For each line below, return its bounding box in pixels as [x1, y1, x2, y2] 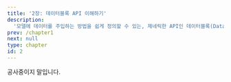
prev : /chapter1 [7, 29, 54, 36]
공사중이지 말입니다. [7, 68, 60, 76]
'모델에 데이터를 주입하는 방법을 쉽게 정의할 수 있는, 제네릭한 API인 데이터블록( [13, 23, 213, 29]
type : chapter [7, 42, 48, 49]
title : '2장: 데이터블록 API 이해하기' [7, 10, 107, 17]
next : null [7, 36, 38, 42]
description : [7, 16, 45, 23]
